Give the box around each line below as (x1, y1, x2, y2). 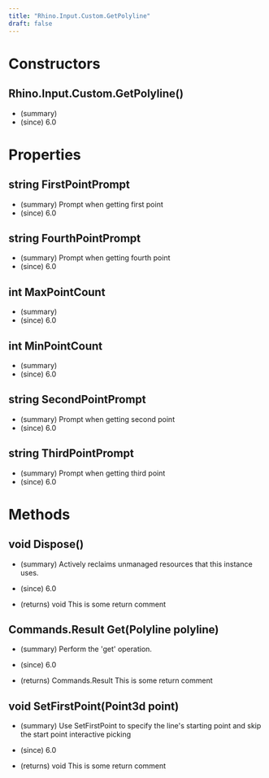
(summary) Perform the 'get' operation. (20, 644, 153, 654)
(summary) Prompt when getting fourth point (20, 253, 171, 263)
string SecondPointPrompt (8, 393, 146, 406)
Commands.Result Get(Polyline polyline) (8, 623, 219, 637)
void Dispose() (8, 537, 84, 551)
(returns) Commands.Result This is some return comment (20, 676, 213, 685)
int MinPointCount (8, 339, 103, 353)
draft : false (8, 20, 53, 28)
